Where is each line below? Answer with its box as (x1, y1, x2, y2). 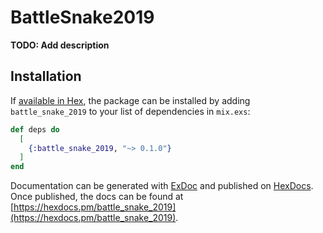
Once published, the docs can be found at (10, 191, 184, 203)
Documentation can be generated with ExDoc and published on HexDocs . (10, 180, 314, 192)
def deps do (10, 124, 60, 135)
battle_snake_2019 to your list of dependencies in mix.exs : (10, 105, 251, 117)
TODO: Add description (10, 39, 110, 51)
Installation (10, 68, 82, 85)
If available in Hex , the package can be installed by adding (10, 94, 251, 106)
